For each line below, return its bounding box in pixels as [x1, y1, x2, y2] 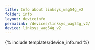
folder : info [5, 12, 32, 17]
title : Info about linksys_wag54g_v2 [5, 7, 84, 12]
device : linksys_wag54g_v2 [5, 26, 61, 31]
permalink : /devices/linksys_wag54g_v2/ [5, 21, 91, 26]
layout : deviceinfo [5, 16, 46, 21]
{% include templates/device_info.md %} [5, 39, 90, 45]
